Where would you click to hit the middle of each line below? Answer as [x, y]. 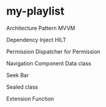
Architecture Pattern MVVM [41, 28]
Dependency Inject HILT [36, 40]
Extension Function [30, 98]
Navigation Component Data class [49, 63]
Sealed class [22, 87]
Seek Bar [18, 75]
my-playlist [35, 11]
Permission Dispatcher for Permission [53, 51]
